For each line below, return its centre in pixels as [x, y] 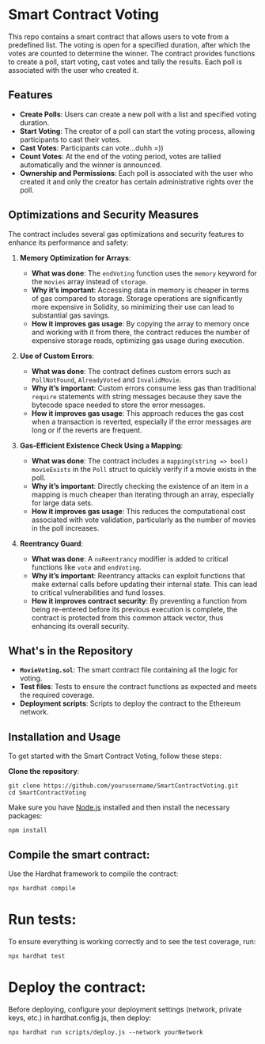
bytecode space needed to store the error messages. [118, 405]
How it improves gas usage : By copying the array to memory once [140, 323]
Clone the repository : [44, 772]
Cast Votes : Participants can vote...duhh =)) [91, 147]
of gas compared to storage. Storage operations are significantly [137, 298]
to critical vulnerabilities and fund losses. [98, 592]
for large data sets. [62, 503]
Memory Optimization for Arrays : [75, 257]
